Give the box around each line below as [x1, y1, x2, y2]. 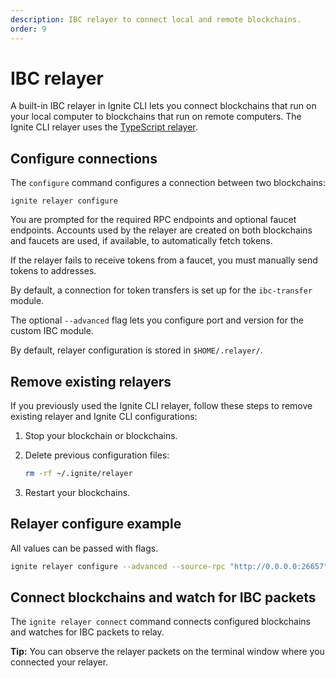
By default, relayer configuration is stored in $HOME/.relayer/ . [10, 344, 263, 356]
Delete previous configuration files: [24, 449, 170, 461]
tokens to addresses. [10, 265, 97, 277]
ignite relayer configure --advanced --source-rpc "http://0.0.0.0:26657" [10, 561, 329, 571]
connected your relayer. [10, 656, 109, 668]
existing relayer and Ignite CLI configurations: [10, 411, 198, 423]
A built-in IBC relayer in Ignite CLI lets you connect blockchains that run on [10, 100, 317, 112]
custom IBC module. [10, 325, 94, 337]
